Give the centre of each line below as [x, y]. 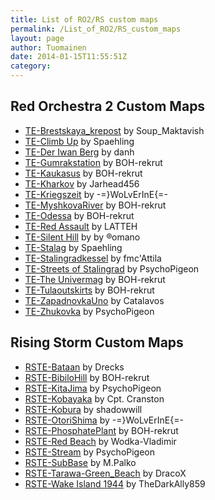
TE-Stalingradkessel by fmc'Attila [93, 258]
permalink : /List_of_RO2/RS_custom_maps [96, 29]
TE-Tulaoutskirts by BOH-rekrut [89, 290]
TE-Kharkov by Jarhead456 [82, 183]
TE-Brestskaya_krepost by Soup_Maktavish [114, 130]
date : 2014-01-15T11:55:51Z [69, 57]
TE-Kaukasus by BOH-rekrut [83, 173]
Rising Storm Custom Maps [97, 342]
